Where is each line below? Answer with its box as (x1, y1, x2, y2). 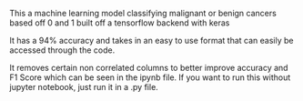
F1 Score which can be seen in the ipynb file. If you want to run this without (9, 72, 291, 83)
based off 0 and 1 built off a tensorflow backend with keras (9, 17, 230, 28)
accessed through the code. (9, 45, 116, 56)
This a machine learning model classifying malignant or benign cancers (9, 8, 278, 18)
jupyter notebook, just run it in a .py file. (9, 82, 159, 92)
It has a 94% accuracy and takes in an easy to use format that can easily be (9, 35, 294, 45)
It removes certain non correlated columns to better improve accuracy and (9, 63, 288, 73)
